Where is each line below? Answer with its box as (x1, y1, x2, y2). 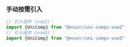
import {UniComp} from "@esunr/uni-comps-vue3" (6, 35, 125, 41)
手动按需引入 (6, 5, 43, 13)
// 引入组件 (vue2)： (6, 19, 55, 25)
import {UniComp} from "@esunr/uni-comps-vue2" (6, 25, 125, 31)
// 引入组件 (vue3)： (6, 30, 55, 36)
